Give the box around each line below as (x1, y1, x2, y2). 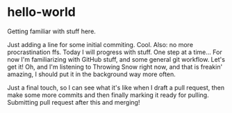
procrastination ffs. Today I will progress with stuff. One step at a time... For (7, 48, 222, 56)
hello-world (7, 4, 76, 20)
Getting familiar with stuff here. (7, 27, 96, 35)
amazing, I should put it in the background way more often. (7, 70, 176, 78)
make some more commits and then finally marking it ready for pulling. (7, 91, 210, 99)
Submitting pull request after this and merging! (7, 98, 140, 106)
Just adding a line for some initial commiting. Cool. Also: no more (7, 40, 193, 49)
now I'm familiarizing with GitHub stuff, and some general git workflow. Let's (7, 55, 226, 63)
